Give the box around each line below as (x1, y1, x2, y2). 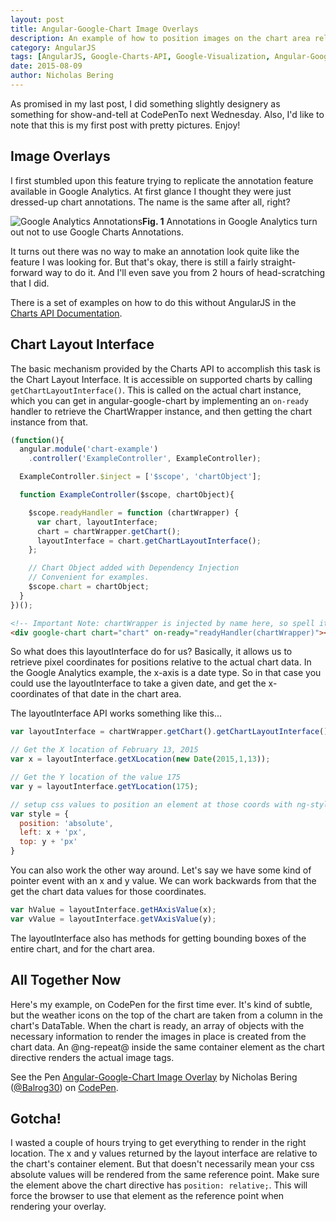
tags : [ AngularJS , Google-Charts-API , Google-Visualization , (10, 52, 271, 62)
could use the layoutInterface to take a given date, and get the (10, 677, 267, 690)
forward (10, 266, 43, 278)
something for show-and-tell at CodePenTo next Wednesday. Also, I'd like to (10, 108, 325, 120)
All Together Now (10, 972, 122, 989)
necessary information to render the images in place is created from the (10, 1030, 307, 1042)
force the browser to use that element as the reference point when (10, 1190, 285, 1202)
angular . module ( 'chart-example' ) (19, 444, 159, 455)
